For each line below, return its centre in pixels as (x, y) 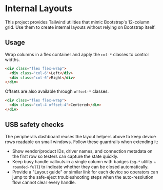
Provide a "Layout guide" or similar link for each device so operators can (85, 172)
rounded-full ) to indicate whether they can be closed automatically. (80, 167)
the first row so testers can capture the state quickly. (65, 156)
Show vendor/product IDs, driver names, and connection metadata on (82, 151)
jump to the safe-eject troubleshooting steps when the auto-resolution (83, 177)
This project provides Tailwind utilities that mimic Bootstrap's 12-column (77, 22)
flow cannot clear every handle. (44, 182)
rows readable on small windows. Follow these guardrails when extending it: (82, 142)
